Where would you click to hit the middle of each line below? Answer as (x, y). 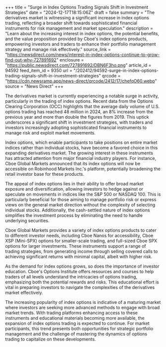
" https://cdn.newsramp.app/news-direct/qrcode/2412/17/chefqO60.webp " (81, 81)
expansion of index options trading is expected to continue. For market (77, 323)
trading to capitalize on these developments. (51, 339)
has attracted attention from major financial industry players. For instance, (81, 158)
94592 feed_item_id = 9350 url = (39, 70)
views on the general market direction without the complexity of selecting (80, 205)
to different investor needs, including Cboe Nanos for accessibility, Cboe (79, 236)
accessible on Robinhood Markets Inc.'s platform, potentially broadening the (83, 169)
